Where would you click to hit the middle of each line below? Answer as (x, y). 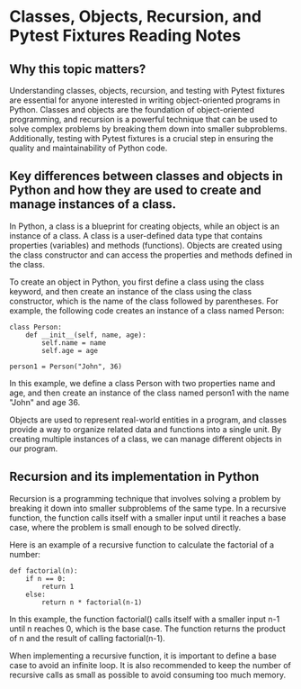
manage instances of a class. (93, 204)
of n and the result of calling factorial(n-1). (88, 638)
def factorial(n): (44, 571)
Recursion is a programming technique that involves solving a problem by (145, 498)
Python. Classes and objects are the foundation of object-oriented (132, 109)
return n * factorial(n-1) (92, 602)
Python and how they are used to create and (136, 190)
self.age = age (70, 350)
